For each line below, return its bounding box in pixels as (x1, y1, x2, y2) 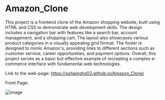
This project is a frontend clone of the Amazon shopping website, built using (5, 19, 160, 25)
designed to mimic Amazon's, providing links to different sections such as (5, 45, 155, 51)
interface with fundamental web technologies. (28, 61, 122, 67)
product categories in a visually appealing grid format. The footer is (5, 40, 142, 46)
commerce (5, 61, 27, 67)
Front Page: (5, 79, 29, 86)
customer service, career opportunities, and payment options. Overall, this (5, 50, 156, 56)
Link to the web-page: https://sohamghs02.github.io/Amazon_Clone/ (5, 70, 144, 76)
